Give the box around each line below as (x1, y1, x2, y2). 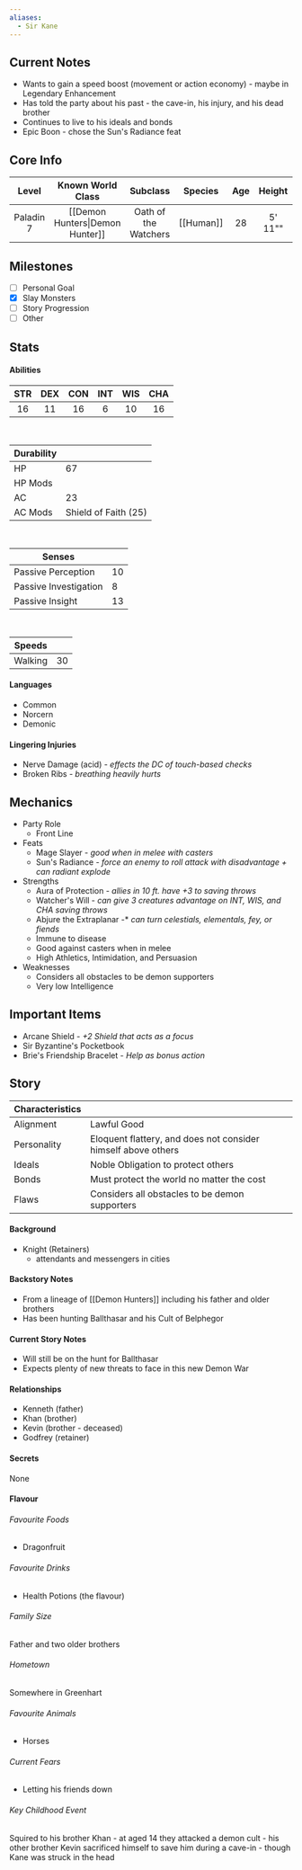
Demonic (22, 718, 57, 729)
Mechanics (9, 795, 74, 810)
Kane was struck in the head (9, 1851, 115, 1862)
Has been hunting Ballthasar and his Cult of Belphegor (22, 1313, 225, 1324)
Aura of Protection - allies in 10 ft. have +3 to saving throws (35, 886, 257, 895)
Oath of (134, 206, 166, 218)
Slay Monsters (22, 293, 76, 303)
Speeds (13, 639, 48, 652)
